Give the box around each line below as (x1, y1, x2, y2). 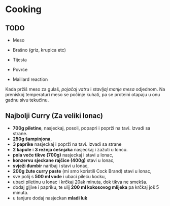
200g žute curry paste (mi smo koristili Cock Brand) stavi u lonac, (12, 168, 152, 174)
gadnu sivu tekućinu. (5, 97, 49, 103)
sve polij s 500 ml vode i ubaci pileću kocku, (12, 173, 106, 179)
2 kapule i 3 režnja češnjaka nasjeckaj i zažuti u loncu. (12, 146, 128, 152)
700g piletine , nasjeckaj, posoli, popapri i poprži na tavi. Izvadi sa (12, 125, 151, 131)
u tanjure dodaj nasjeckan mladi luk (12, 195, 88, 201)
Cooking (5, 4, 42, 15)
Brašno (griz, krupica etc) (12, 47, 66, 53)
